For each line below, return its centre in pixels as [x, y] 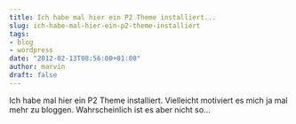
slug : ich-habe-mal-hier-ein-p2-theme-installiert [105, 26]
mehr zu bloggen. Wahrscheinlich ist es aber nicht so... [110, 109]
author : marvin [37, 67]
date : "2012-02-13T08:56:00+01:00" [75, 58]
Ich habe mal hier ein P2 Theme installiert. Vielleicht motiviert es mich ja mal [148, 100]
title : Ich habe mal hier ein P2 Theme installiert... [113, 17]
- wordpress [31, 50]
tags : [19, 34]
